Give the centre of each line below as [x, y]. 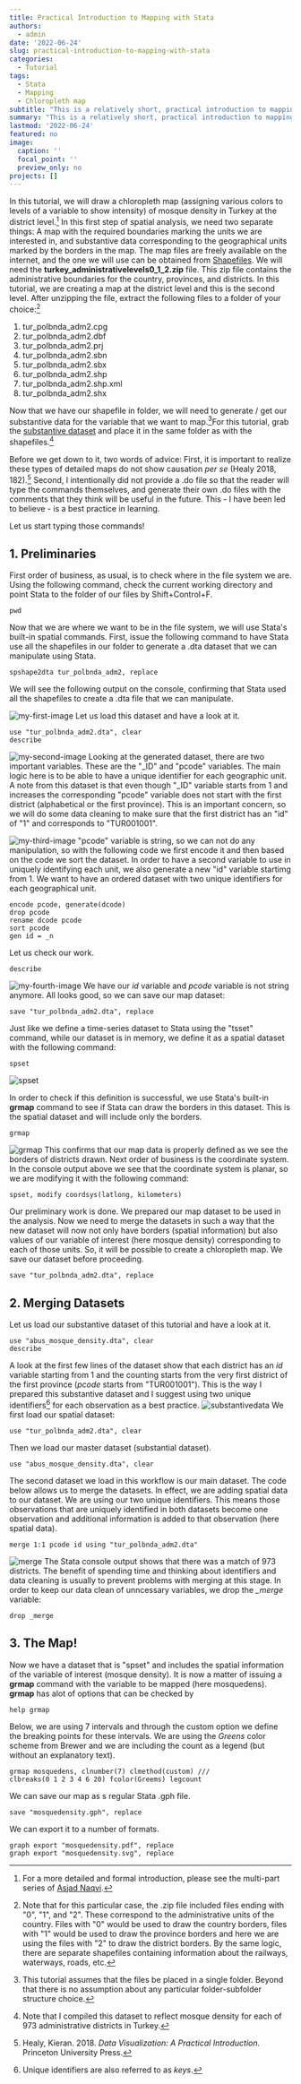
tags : [19, 76]
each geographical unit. [53, 889]
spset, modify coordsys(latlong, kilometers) [95, 1195]
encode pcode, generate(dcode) [68, 905]
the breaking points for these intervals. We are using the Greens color [138, 1735]
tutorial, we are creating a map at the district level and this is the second [142, 288]
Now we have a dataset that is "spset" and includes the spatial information [147, 1665]
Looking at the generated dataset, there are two [176, 757]
